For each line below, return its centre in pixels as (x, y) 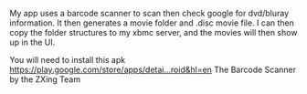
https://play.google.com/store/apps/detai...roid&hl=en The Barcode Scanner (153, 69)
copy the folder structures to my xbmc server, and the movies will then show (153, 32)
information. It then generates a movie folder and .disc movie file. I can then (152, 23)
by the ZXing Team (45, 79)
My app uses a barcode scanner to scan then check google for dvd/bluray (149, 13)
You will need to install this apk (68, 60)
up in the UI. (32, 42)
